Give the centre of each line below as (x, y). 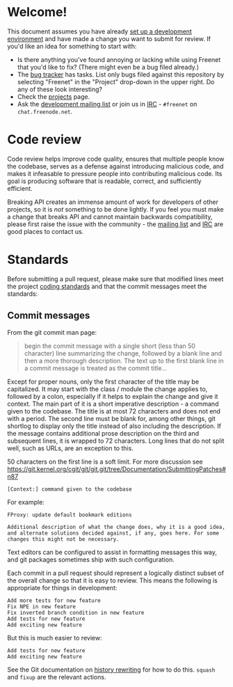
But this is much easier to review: (55, 638)
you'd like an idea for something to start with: (72, 46)
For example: (26, 502)
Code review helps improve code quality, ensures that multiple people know (116, 159)
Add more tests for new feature (54, 600)
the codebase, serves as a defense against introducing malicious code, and (115, 166)
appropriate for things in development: (62, 587)
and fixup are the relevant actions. (57, 677)
